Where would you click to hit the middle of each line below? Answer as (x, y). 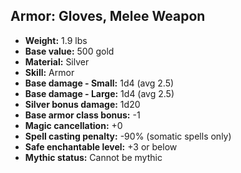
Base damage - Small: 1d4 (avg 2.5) (99, 83)
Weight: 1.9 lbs (56, 40)
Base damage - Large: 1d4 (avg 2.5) (99, 93)
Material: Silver (57, 61)
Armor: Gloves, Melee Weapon (108, 16)
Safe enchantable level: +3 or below (101, 146)
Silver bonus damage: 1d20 (82, 104)
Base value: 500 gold (69, 51)
